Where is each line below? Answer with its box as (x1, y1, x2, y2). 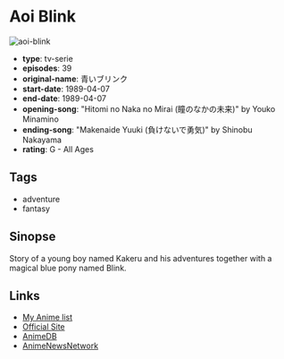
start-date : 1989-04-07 (21, 83, 110, 94)
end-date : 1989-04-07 (21, 92, 107, 104)
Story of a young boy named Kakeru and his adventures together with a (9, 252, 272, 263)
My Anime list (21, 312, 73, 323)
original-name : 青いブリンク (21, 73, 128, 84)
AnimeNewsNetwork (21, 340, 99, 351)
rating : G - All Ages (21, 143, 94, 154)
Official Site (21, 321, 65, 332)
